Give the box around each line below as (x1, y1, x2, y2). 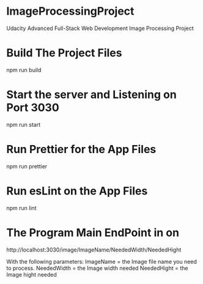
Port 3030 (6, 101, 59, 114)
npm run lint (6, 204, 37, 212)
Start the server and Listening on (6, 88, 177, 102)
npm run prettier (6, 162, 48, 170)
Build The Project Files (6, 46, 122, 60)
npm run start (6, 121, 41, 128)
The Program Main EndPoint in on (6, 225, 179, 239)
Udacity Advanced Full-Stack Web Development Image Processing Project (6, 24, 194, 32)
